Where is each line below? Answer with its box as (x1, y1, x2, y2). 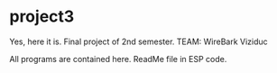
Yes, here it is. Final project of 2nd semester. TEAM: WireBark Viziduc (9, 36, 268, 47)
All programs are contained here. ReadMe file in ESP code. (9, 53, 227, 64)
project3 (9, 6, 75, 27)
